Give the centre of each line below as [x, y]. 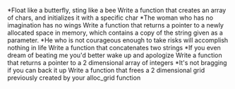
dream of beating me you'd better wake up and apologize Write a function [115, 55]
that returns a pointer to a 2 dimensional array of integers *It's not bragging [117, 63]
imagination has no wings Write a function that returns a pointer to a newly [116, 25]
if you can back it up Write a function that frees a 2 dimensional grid [106, 70]
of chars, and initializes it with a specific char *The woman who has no [110, 18]
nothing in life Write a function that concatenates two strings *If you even [114, 48]
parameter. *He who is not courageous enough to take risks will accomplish [118, 40]
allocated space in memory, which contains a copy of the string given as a [115, 32]
